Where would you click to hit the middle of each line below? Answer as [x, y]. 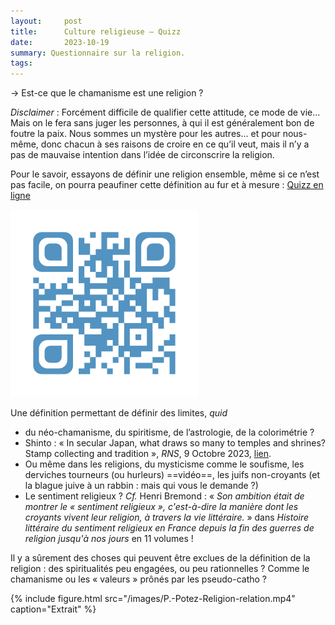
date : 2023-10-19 [60, 42]
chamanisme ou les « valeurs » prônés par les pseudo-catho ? [139, 579]
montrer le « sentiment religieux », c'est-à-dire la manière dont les [161, 507]
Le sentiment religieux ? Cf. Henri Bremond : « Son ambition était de [164, 496]
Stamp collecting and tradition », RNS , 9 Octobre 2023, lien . [148, 454]
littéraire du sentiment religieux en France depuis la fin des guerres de [169, 528]
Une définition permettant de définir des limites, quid [119, 413]
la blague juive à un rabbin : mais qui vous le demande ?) [141, 486]
